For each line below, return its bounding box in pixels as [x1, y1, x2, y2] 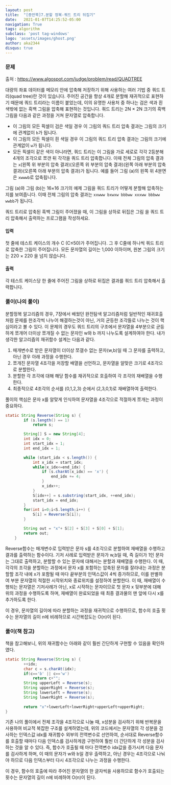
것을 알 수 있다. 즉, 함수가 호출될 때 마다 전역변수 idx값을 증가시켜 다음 [14, 744, 154, 751]
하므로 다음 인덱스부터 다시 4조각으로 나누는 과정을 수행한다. [10, 757, 131, 764]
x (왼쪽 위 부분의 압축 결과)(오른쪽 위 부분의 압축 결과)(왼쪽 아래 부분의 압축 [18, 161, 166, 168]
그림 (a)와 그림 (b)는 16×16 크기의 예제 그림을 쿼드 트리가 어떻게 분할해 [5, 185, 146, 191]
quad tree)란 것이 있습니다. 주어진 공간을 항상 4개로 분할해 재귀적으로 [11, 93, 150, 99]
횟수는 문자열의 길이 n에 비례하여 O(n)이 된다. [5, 774, 96, 780]
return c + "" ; [32, 676, 60, 681]
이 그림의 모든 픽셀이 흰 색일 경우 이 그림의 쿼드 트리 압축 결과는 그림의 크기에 [12, 136, 166, 142]
